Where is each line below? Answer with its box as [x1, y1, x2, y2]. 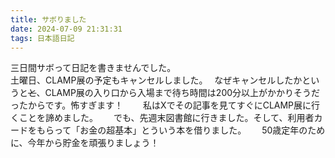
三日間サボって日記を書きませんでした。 [10, 62, 177, 74]
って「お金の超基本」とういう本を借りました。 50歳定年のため [53, 124, 326, 136]
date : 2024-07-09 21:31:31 [10, 24, 123, 34]
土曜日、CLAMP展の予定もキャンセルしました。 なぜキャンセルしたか [10, 74, 303, 86]
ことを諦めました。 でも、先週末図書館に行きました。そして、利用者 [18, 112, 315, 124]
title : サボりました [10, 14, 87, 25]
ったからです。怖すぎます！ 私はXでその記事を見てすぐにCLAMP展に [10, 99, 312, 111]
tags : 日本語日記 [10, 33, 75, 43]
